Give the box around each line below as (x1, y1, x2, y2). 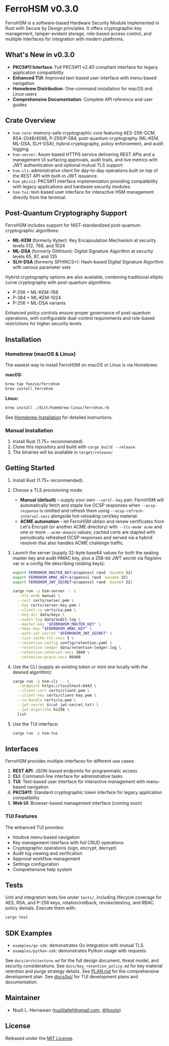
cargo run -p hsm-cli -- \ (12, 679, 70, 684)
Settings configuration (12, 861, 59, 867)
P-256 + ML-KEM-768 (12, 289, 59, 295)
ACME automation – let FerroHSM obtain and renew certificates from (20, 518, 164, 524)
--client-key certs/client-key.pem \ (17, 693, 97, 698)
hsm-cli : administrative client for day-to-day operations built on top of (12, 167, 158, 173)
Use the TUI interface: (12, 721, 59, 727)
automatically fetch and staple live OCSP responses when (20, 502, 140, 508)
